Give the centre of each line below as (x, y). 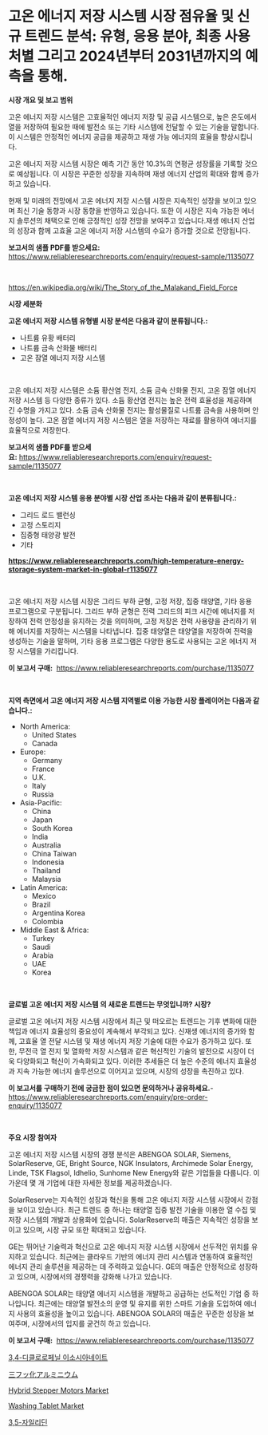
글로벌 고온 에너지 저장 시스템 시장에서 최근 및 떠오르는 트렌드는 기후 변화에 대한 (133, 1021)
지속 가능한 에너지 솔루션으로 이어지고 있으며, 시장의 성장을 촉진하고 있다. (130, 1071)
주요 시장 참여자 (33, 1137)
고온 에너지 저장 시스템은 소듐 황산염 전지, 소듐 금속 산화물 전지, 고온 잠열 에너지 (132, 390)
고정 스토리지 (40, 524)
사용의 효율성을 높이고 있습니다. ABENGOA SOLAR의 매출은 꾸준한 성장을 (131, 1313)
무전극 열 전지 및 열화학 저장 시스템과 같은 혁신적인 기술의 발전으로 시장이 (132, 1051)
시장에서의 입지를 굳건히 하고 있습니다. (91, 1323)
